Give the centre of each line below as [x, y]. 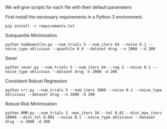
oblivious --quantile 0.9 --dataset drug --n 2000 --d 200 [92, 49]
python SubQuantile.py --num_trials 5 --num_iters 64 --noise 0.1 [76, 44]
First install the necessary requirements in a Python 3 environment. [74, 17]
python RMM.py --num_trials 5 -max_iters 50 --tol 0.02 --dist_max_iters [84, 113]
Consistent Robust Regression [36, 81]
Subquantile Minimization [31, 35]
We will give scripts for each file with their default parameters [68, 7]
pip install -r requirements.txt [40, 26]
